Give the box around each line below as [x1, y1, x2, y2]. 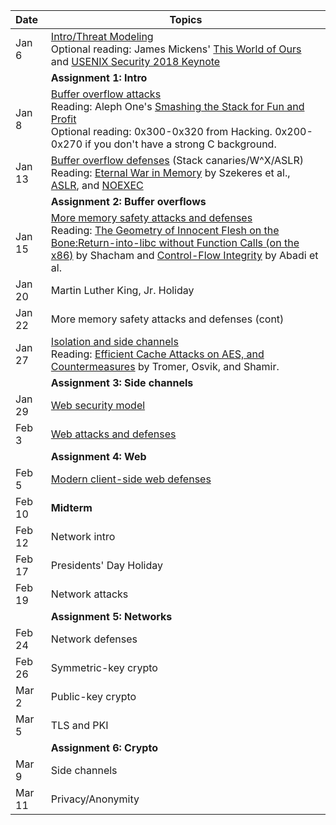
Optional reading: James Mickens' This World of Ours [50, 42, 302, 56]
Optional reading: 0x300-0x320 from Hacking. [50, 125, 273, 138]
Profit [50, 112, 77, 126]
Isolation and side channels [50, 335, 179, 348]
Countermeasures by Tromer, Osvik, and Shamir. [50, 360, 280, 373]
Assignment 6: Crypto [50, 741, 158, 754]
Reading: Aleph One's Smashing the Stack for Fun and [50, 100, 305, 113]
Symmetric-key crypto [50, 661, 158, 674]
